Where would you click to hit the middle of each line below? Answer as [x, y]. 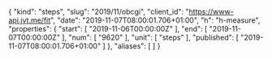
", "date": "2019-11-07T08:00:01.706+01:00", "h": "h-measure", [155, 20]
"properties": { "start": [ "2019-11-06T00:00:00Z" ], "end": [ [108, 29]
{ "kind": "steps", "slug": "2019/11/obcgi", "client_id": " [99, 12]
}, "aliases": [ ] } [134, 46]
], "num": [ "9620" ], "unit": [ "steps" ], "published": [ [151, 37]
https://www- [211, 12]
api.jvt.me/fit [30, 20]
